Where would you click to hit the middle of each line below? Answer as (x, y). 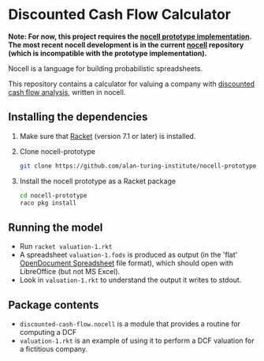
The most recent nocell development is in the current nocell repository (126, 44)
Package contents (54, 305)
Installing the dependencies (78, 117)
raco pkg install (48, 203)
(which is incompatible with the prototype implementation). (108, 53)
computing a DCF (48, 332)
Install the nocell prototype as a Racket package (97, 181)
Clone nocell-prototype (58, 151)
